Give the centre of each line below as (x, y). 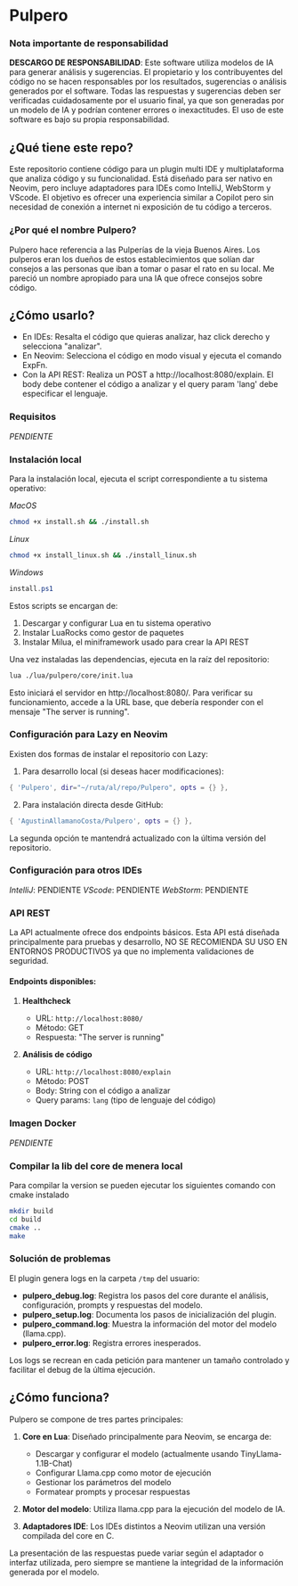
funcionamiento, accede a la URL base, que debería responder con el (137, 702)
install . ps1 (31, 588)
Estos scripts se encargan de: (64, 605)
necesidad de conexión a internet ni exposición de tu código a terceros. (141, 207)
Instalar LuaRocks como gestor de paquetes (103, 632)
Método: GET (60, 1028)
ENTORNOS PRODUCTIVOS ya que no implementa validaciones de (132, 951)
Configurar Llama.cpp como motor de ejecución (123, 1473)
